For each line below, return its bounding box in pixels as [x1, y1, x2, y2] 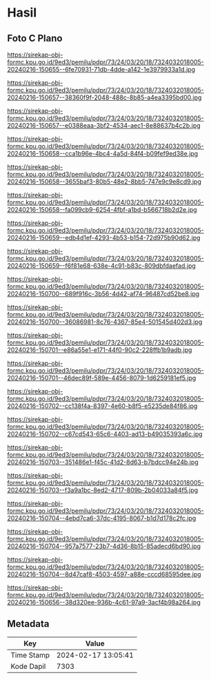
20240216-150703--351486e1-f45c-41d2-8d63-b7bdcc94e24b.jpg [7, 458, 199, 466]
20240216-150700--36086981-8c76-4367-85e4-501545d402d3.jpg [7, 318, 203, 326]
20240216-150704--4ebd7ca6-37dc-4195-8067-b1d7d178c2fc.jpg [7, 514, 197, 522]
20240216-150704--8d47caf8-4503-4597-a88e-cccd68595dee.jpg [7, 570, 201, 578]
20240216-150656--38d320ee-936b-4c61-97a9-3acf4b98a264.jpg [7, 599, 201, 606]
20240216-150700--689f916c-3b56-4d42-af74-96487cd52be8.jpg [7, 290, 200, 298]
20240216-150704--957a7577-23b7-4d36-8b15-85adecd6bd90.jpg [7, 542, 201, 550]
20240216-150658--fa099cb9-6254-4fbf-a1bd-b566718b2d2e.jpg [7, 206, 198, 213]
